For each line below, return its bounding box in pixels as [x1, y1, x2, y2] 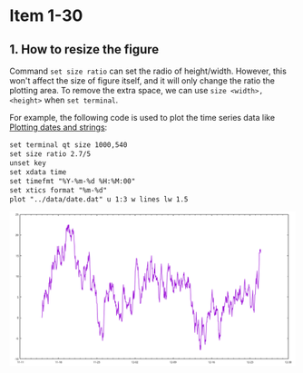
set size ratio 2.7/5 [9, 150, 92, 159]
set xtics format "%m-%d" [9, 186, 107, 195]
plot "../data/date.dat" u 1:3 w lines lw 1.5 [9, 195, 189, 204]
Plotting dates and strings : [9, 122, 108, 133]
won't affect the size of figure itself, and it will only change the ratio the [9, 75, 275, 86]
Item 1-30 [9, 5, 83, 26]
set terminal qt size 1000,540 [9, 141, 128, 150]
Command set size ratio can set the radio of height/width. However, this [9, 65, 288, 76]
